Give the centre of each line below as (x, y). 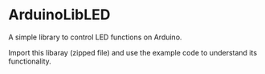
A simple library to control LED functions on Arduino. (95, 37)
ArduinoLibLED (59, 15)
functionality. (30, 61)
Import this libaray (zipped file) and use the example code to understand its (133, 52)
